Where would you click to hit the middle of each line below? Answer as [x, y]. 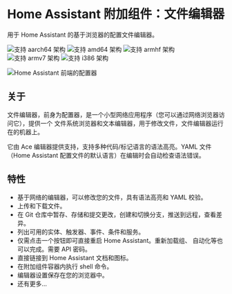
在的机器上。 [25, 131]
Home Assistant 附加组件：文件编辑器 [116, 14]
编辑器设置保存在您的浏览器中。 [62, 275]
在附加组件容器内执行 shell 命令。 [65, 266]
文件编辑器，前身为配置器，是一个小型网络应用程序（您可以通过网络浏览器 [113, 114]
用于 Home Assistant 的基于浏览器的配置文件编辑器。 [83, 35]
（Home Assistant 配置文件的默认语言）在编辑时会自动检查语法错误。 [106, 155]
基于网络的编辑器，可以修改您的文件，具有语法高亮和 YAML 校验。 [112, 197]
